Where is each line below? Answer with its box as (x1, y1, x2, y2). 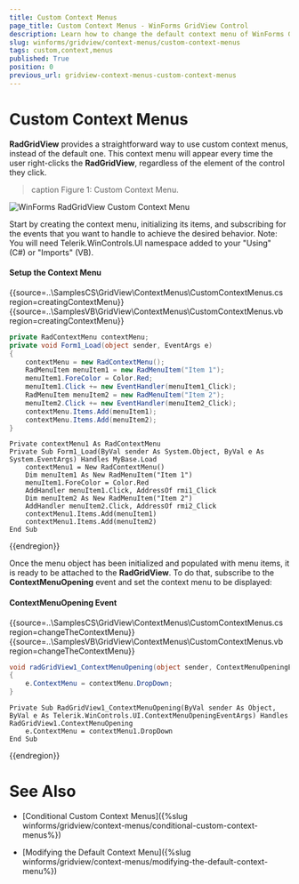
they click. (9, 166, 47, 178)
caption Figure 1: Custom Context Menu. (30, 184, 180, 195)
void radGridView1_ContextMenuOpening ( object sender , (9, 663, 214, 671)
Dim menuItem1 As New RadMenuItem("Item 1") (25, 470, 193, 480)
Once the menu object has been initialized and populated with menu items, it (9, 558, 290, 569)
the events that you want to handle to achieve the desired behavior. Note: (9, 228, 278, 238)
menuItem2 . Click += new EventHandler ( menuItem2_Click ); (25, 398, 238, 407)
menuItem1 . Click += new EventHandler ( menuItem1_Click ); (25, 382, 238, 391)
